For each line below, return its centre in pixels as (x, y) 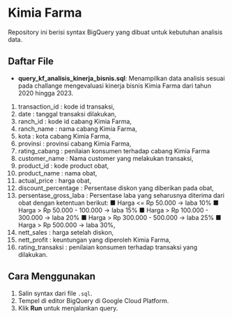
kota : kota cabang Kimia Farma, (64, 136)
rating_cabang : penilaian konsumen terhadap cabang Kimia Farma (114, 150)
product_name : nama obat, (57, 173)
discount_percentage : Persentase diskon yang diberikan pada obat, (116, 188)
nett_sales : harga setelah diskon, (66, 232)
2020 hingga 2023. (46, 93)
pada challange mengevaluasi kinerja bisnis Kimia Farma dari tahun (115, 86)
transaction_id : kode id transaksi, (66, 107)
